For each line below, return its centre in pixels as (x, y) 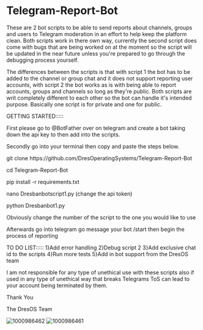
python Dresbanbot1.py (36, 205)
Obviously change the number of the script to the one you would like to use (101, 217)
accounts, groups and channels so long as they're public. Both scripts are (99, 91)
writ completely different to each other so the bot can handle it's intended (99, 98)
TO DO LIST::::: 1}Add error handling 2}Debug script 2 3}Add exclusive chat (101, 248)
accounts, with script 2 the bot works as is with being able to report (91, 85)
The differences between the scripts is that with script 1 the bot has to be (98, 71)
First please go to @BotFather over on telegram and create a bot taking (96, 128)
